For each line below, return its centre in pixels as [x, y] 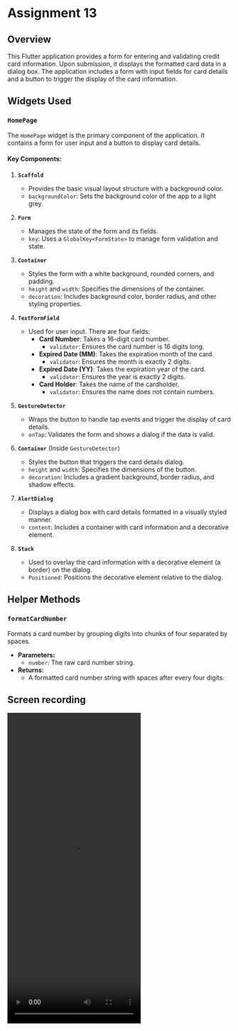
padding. [41, 281]
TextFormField [38, 318]
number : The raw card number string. [81, 662]
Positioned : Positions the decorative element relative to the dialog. [126, 577]
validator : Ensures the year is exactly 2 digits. [118, 376]
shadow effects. [52, 484]
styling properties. [55, 304]
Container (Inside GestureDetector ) [69, 448]
